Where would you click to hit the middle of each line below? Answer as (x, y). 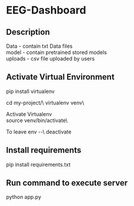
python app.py (24, 197)
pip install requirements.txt (38, 164)
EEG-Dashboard (46, 10)
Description (28, 32)
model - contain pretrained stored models (56, 52)
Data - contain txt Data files (39, 46)
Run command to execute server (67, 183)
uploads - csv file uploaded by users (51, 59)
